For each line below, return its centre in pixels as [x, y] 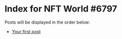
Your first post [26, 31]
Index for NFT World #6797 [61, 9]
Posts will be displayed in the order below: [47, 22]
